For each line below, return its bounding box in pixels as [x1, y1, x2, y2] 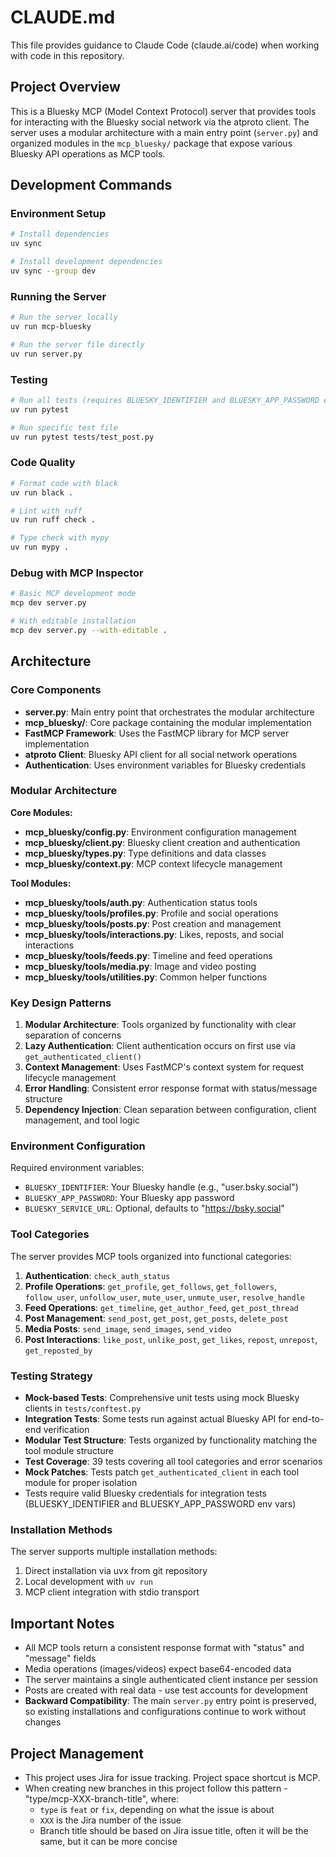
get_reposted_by [24, 1346, 93, 1356]
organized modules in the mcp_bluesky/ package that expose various [10, 137, 293, 149]
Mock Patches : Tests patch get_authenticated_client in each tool [24, 1466, 300, 1478]
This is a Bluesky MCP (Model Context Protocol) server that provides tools [10, 105, 317, 117]
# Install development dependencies [10, 257, 163, 267]
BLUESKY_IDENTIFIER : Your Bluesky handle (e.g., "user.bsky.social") [24, 1181, 299, 1193]
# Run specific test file [10, 422, 118, 433]
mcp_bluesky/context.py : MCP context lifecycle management [24, 857, 283, 870]
